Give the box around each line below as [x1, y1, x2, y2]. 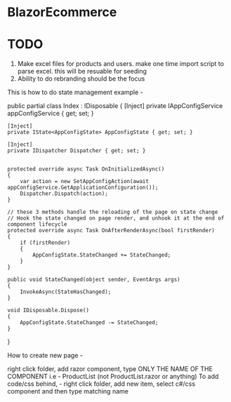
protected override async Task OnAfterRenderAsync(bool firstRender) [7, 227, 216, 234]
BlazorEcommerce [7, 4, 117, 20]
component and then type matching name [7, 387, 128, 396]
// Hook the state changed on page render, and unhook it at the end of [7, 215, 225, 222]
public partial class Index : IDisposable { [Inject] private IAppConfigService [7, 102, 223, 110]
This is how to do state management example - [7, 88, 144, 97]
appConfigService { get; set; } [7, 109, 94, 118]
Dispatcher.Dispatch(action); [20, 190, 109, 197]
